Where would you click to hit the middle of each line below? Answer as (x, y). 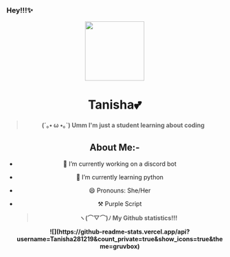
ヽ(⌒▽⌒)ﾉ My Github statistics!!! (128, 218)
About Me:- (115, 147)
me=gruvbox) (120, 247)
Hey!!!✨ (20, 10)
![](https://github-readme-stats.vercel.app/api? (120, 232)
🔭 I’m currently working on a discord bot (120, 164)
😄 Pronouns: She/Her (120, 190)
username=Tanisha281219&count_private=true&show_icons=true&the (119, 239)
